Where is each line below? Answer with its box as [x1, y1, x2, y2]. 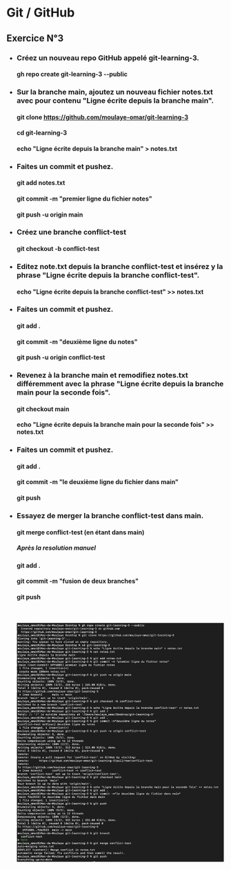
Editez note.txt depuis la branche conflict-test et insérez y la [16, 261, 223, 271]
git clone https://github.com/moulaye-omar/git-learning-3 [16, 112, 189, 121]
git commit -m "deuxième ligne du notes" [16, 337, 138, 346]
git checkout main [16, 405, 70, 413]
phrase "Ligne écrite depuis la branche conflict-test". [16, 270, 200, 280]
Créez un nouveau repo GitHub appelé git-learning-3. [16, 53, 199, 63]
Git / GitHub [6, 5, 75, 21]
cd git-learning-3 [16, 129, 68, 137]
